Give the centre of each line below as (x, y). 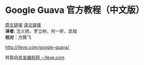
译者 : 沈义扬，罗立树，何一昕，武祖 (41, 31)
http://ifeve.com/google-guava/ (37, 47)
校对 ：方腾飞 (18, 37)
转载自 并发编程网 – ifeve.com (35, 57)
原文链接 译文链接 (23, 25)
